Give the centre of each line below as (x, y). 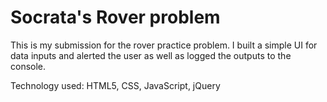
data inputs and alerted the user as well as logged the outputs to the (151, 55)
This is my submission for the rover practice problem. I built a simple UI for (164, 45)
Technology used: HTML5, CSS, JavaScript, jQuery (115, 85)
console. (28, 66)
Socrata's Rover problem (115, 17)
